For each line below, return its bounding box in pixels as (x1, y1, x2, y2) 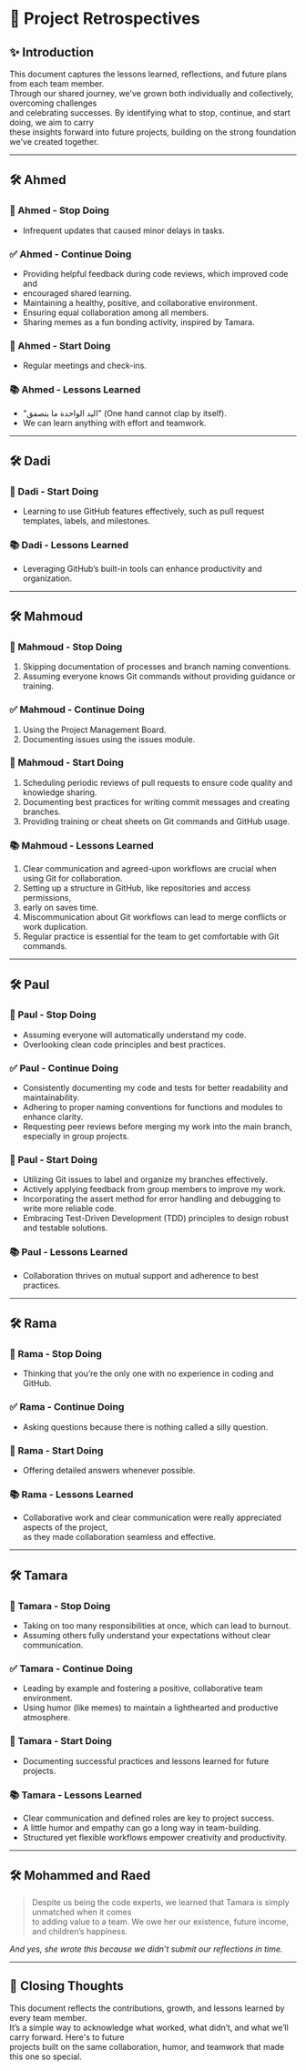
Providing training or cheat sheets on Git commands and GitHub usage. (22, 815, 291, 827)
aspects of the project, (22, 1522, 108, 1533)
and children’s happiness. (31, 1925, 128, 1936)
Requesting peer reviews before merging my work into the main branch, (22, 1121, 293, 1132)
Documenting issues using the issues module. (22, 733, 196, 745)
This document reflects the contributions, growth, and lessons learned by (9, 2003, 285, 2014)
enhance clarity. (22, 1111, 84, 1123)
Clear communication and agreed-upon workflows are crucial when (22, 863, 277, 874)
